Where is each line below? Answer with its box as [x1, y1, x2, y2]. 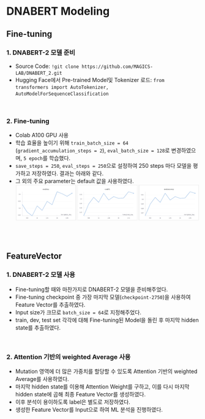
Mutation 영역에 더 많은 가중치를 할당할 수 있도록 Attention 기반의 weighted [15, 368, 198, 375]
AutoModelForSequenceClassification [15, 91, 109, 97]
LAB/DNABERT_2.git [15, 70, 62, 76]
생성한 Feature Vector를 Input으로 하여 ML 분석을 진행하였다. [15, 406, 163, 413]
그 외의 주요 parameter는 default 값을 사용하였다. [15, 178, 134, 185]
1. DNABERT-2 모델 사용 [6, 271, 75, 279]
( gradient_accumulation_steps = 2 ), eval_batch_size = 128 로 [15, 147, 170, 154]
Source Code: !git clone [15, 62, 80, 70]
